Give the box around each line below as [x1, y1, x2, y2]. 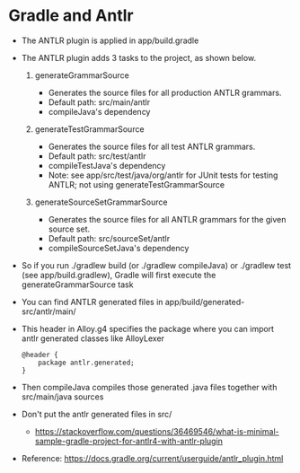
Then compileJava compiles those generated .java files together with [21, 381, 278, 392]
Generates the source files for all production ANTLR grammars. [48, 87, 282, 98]
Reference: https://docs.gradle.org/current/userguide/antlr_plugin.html [21, 452, 284, 463]
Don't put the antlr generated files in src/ [21, 408, 172, 419]
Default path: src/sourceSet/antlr [48, 232, 171, 243]
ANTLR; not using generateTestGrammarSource [48, 179, 225, 189]
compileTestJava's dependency [48, 160, 166, 171]
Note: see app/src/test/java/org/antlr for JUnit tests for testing [48, 170, 278, 180]
